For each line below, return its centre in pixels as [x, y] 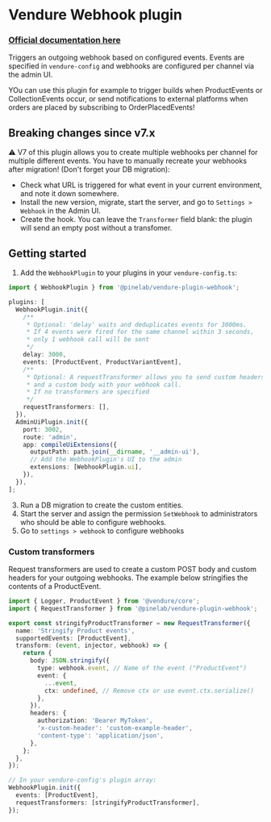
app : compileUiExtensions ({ [70, 444]
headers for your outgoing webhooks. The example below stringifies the [128, 578]
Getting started [48, 253]
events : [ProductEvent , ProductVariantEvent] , [102, 362]
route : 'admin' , [50, 437]
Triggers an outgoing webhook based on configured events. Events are [126, 57]
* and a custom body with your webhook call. [104, 385]
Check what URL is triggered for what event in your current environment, [141, 185]
